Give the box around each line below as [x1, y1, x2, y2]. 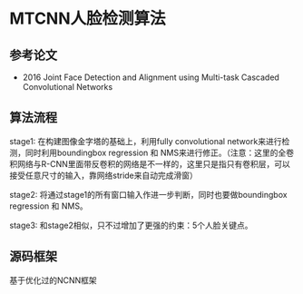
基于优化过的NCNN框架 [9, 274, 97, 286]
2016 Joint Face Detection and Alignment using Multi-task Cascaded [22, 72, 279, 83]
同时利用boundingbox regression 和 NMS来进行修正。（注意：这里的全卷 [24, 147, 295, 158]
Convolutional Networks [22, 82, 113, 92]
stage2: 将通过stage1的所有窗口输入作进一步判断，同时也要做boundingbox [9, 189, 288, 200]
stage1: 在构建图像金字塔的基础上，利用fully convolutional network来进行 [9, 135, 282, 146]
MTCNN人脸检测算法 [9, 8, 166, 29]
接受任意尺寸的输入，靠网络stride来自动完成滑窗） [9, 170, 198, 181]
